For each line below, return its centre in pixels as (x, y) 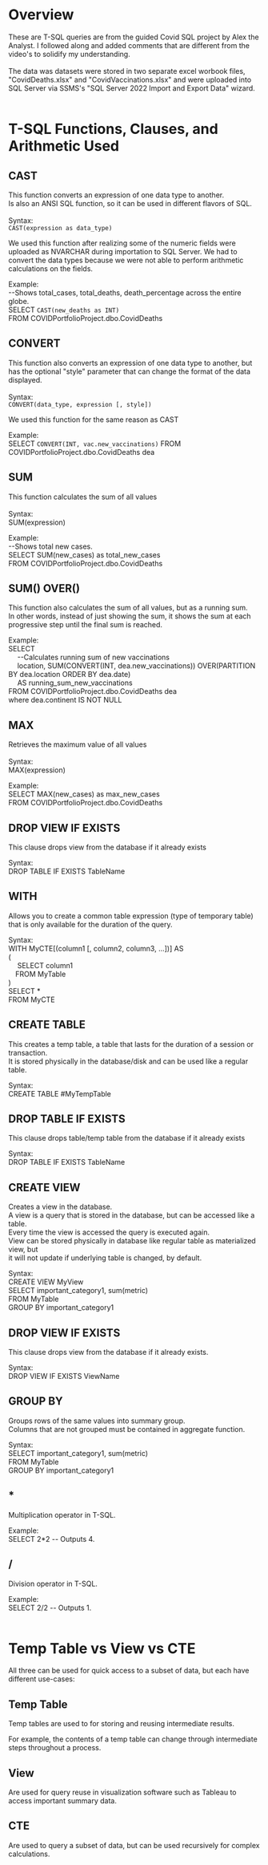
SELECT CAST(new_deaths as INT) (64, 310)
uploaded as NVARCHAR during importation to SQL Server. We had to (123, 251)
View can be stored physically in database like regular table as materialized (132, 1241)
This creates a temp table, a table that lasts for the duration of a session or (131, 1044)
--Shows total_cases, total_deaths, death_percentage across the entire (125, 292)
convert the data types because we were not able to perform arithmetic (126, 260)
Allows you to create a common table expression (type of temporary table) (131, 915)
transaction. (28, 1052)
